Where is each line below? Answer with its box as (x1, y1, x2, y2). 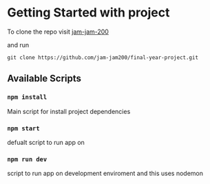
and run (7, 41, 30, 49)
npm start (7, 124, 40, 132)
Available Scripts (7, 73, 81, 84)
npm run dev (7, 155, 48, 163)
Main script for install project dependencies (7, 107, 131, 115)
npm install (7, 93, 48, 101)
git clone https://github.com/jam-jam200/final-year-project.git (7, 54, 198, 61)
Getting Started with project (7, 5, 170, 21)
